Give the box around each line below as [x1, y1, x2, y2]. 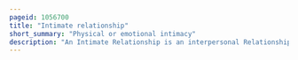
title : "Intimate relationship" [9, 21, 129, 30]
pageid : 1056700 [9, 12, 69, 22]
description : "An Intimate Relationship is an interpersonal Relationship [9, 37, 292, 47]
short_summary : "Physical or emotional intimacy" [9, 29, 197, 38]
